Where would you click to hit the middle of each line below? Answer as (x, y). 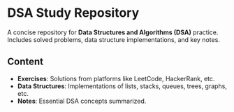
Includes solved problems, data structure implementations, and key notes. (114, 39)
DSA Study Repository (73, 13)
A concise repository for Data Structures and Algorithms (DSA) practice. (113, 32)
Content (25, 62)
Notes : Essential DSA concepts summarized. (82, 101)
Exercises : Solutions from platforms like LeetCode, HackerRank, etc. (116, 78)
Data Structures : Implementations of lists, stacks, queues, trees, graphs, (122, 86)
